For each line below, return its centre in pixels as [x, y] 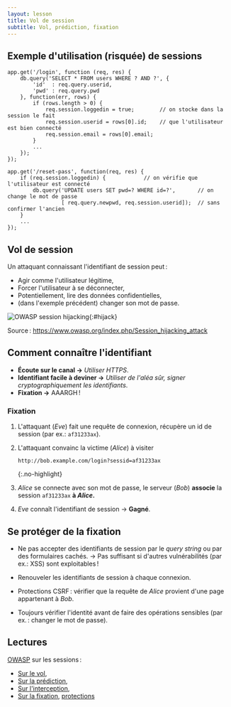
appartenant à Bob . [46, 598]
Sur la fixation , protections [56, 696]
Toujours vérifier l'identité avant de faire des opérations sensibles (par [120, 612]
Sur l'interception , [44, 688]
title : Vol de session [41, 21]
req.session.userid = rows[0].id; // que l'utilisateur [134, 122]
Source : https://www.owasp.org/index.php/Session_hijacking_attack [107, 330]
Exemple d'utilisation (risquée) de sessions [105, 56]
